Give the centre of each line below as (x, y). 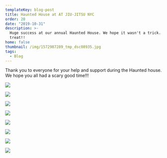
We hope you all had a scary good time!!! (47, 76)
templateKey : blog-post (30, 10)
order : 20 (15, 19)
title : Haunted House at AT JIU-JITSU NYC (50, 14)
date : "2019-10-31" (25, 24)
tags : (11, 51)
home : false (17, 42)
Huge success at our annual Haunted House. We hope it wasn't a (78, 33)
